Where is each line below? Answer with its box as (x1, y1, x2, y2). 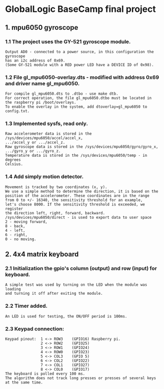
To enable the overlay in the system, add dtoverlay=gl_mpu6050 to (5, 104, 148, 110)
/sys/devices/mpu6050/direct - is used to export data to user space (5, 215, 152, 220)
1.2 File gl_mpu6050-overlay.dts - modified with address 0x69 (5, 73, 160, 80)
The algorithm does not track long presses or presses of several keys (5, 376, 156, 381)
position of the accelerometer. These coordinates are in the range (5, 193, 150, 198)
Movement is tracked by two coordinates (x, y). (5, 185, 108, 190)
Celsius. (5, 162, 23, 167)
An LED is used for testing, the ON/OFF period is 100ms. (5, 314, 127, 319)
